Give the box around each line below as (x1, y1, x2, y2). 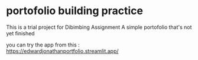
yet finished (6, 29, 35, 36)
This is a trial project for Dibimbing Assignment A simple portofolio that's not (6, 24, 192, 31)
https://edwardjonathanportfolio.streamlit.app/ (6, 47, 119, 54)
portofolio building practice (6, 4, 144, 18)
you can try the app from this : (6, 41, 80, 48)
